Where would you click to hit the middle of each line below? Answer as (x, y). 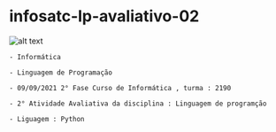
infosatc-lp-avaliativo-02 (104, 16)
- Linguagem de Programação (61, 73)
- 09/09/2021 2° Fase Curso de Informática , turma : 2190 (120, 88)
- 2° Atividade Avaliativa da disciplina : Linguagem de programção (138, 104)
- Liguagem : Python (47, 119)
